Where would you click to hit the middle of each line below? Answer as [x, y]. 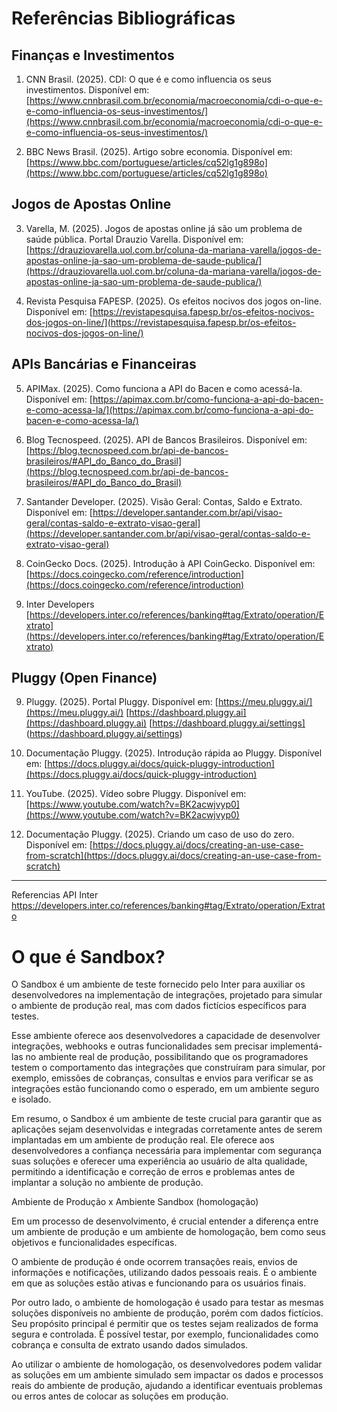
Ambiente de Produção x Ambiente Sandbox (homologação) [135, 1202]
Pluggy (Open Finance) [84, 678]
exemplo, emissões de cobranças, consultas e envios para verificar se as [162, 1078]
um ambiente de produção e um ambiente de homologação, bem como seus [168, 1232]
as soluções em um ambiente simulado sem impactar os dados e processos [167, 1375]
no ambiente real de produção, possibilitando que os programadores [167, 1057]
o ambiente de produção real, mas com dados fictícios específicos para [159, 1006]
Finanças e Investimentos [93, 55]
